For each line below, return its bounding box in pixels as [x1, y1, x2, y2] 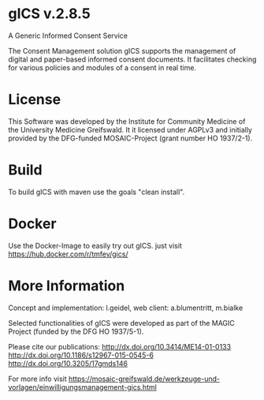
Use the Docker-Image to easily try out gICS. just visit [8, 241, 183, 250]
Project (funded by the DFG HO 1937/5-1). [8, 327, 144, 336]
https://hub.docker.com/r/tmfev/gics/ [8, 249, 128, 259]
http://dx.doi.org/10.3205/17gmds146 [8, 358, 128, 368]
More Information [8, 277, 125, 294]
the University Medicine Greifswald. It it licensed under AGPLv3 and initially [8, 125, 252, 134]
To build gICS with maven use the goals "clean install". [8, 187, 185, 196]
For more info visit [8, 374, 67, 383]
